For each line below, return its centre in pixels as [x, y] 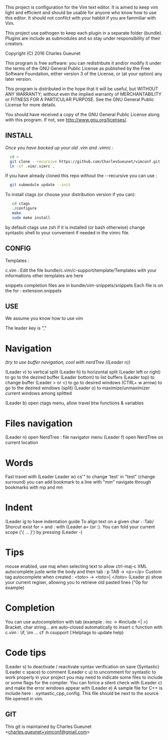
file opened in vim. [24, 699]
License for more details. [31, 105]
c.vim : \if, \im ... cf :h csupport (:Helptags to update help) [64, 633]
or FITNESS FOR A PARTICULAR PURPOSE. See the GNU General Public [80, 99]
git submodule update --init [40, 185]
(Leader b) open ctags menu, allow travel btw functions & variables [74, 403]
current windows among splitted [39, 393]
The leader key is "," [26, 328]
